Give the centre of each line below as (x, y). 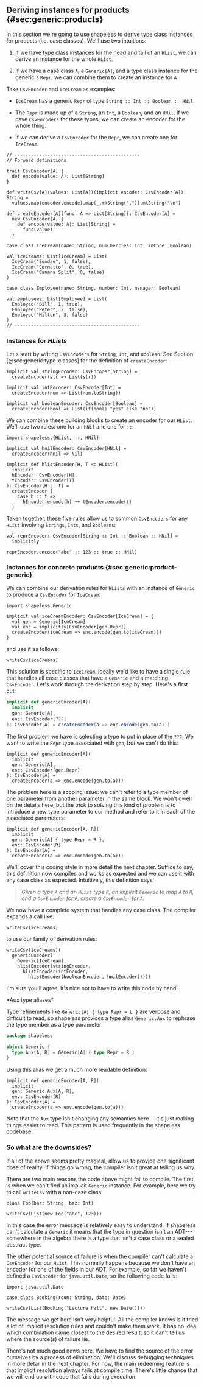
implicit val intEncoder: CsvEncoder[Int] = (64, 388)
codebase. (20, 1131)
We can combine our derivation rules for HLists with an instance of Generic (101, 588)
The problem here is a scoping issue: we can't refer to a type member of (97, 792)
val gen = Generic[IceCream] (49, 622)
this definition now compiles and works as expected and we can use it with (100, 873)
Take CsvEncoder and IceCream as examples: (61, 89)
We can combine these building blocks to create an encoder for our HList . (100, 420)
